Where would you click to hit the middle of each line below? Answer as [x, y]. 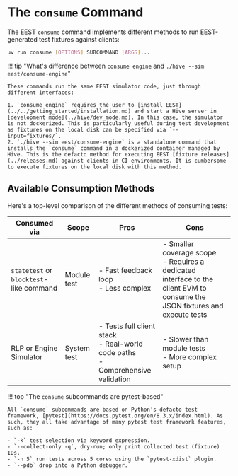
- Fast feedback [125, 270]
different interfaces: [41, 93]
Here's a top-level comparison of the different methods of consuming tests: [118, 205]
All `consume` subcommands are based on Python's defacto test [103, 410]
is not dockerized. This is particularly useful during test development [119, 123]
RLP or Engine [34, 348]
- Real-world [120, 344]
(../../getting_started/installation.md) [69, 111]
